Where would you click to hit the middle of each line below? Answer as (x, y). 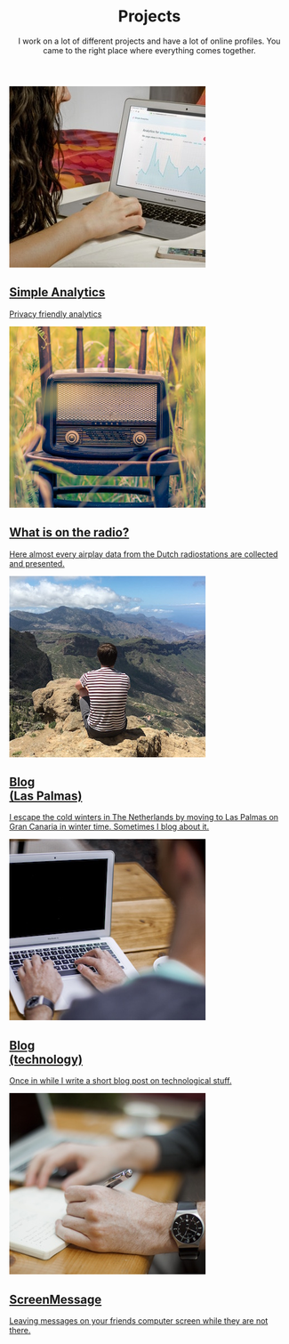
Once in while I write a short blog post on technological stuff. (120, 1081)
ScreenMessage (56, 1299)
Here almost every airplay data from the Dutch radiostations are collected (144, 554)
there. (20, 1330)
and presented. (37, 563)
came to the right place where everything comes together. (149, 50)
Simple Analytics (57, 292)
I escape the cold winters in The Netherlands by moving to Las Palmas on (144, 817)
